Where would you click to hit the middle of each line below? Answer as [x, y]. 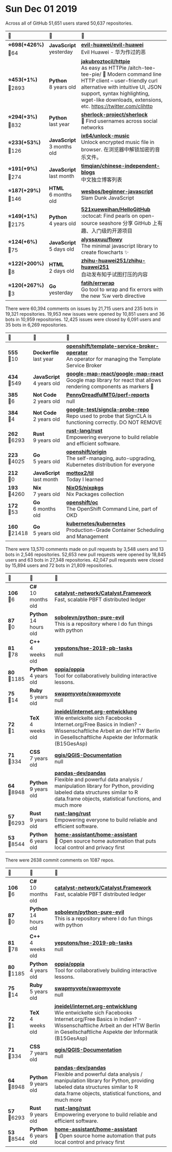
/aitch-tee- [142, 68]
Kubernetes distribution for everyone [111, 464]
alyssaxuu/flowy [102, 239]
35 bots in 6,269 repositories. [36, 325]
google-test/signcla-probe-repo [108, 409]
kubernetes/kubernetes [96, 523]
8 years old [62, 87]
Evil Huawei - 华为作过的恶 [113, 52]
